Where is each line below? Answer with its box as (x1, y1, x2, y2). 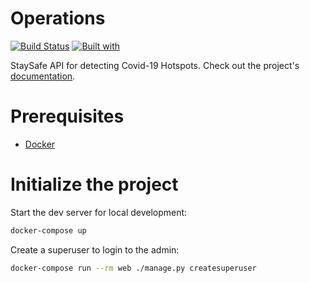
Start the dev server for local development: (10, 206, 188, 218)
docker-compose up (10, 225, 87, 236)
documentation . (10, 70, 76, 82)
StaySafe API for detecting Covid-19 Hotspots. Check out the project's (10, 59, 300, 71)
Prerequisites (10, 105, 125, 128)
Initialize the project (10, 173, 179, 196)
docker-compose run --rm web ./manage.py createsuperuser (10, 263, 257, 273)
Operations (10, 7, 106, 30)
